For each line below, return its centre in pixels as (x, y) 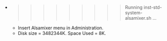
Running (134, 7)
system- (133, 13)
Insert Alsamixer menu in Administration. (60, 28)
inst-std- (153, 7)
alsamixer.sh (138, 18)
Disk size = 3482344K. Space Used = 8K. (62, 33)
